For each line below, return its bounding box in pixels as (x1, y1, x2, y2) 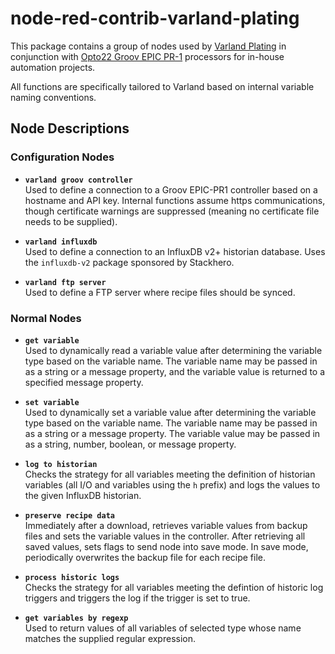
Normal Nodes (10, 311, 82, 325)
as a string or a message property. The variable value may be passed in (24, 427, 321, 439)
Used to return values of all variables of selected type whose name (24, 622, 302, 634)
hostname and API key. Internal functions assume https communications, (24, 194, 326, 206)
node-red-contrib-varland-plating (10, 7, 300, 30)
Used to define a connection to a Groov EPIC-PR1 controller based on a (24, 183, 318, 196)
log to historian (24, 459, 98, 469)
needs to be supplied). (24, 215, 118, 227)
